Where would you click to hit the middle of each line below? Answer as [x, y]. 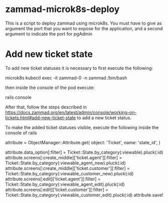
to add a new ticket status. [104, 118]
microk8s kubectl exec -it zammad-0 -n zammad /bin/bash [66, 78]
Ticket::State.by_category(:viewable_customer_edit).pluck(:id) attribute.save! [84, 195]
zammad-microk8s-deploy [62, 9]
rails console [18, 97]
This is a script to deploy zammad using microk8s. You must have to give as [83, 23]
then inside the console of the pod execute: [50, 87]
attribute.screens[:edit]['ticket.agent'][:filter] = [53, 179]
